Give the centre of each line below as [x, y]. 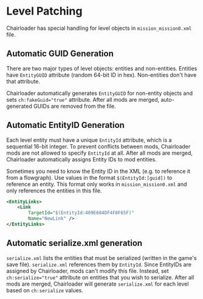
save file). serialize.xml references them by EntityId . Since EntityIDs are [99, 264]
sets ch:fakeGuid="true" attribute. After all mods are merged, [83, 99]
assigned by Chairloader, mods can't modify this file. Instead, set [88, 271]
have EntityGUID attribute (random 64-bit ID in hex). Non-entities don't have [101, 75]
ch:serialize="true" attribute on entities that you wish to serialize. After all [100, 277]
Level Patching [44, 11]
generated [19, 106]
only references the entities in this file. [54, 191]
